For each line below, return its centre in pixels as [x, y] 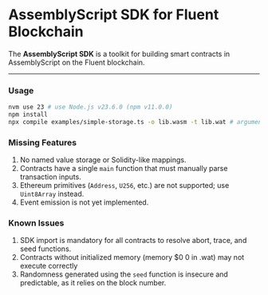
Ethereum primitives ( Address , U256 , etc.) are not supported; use [124, 185]
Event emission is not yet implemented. [84, 202]
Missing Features [43, 142]
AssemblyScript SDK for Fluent [114, 15]
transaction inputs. [50, 177]
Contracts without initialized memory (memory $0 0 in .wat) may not [132, 257]
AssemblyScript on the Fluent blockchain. [77, 62]
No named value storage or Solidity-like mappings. [103, 160]
